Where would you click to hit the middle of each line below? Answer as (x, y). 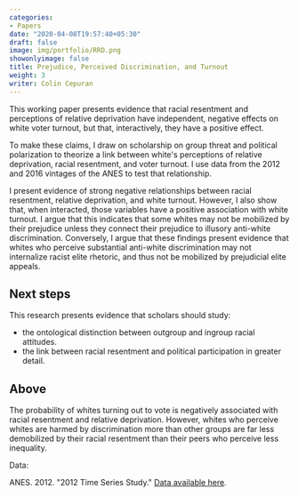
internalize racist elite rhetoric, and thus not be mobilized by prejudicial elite (148, 256)
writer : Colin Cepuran (51, 84)
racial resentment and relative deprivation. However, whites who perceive (144, 420)
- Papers (25, 26)
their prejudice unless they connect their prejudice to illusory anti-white (140, 228)
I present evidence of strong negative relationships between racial (130, 190)
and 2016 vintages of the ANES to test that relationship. (110, 173)
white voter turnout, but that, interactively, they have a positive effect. (137, 128)
